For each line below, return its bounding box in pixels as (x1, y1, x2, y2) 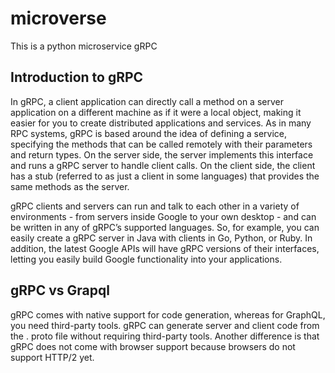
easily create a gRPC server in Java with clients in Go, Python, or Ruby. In (10, 232, 313, 244)
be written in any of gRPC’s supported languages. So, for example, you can (10, 221, 320, 233)
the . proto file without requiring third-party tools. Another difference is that (10, 330, 320, 342)
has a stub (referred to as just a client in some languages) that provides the (10, 170, 320, 182)
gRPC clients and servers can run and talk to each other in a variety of (10, 200, 300, 212)
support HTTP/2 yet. (10, 351, 95, 363)
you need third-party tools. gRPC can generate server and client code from (10, 319, 320, 331)
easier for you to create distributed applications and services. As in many (10, 117, 312, 129)
